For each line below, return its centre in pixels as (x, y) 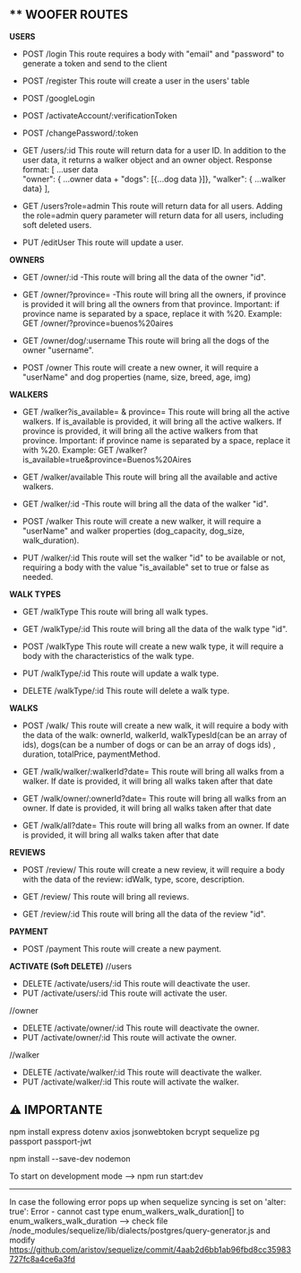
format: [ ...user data (60, 169)
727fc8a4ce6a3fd (43, 1259)
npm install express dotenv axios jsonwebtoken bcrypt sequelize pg (134, 1131)
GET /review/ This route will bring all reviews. (106, 896)
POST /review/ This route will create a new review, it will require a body (153, 869)
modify (22, 1240)
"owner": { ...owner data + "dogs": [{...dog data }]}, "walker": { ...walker (154, 179)
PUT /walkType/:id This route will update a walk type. (120, 673)
